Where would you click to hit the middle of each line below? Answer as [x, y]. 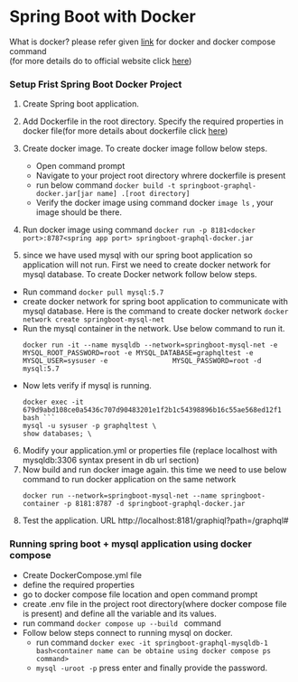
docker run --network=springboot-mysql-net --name [120, 496]
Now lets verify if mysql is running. [87, 386]
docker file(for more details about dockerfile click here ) [125, 131]
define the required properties [79, 584]
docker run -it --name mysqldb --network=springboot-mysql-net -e [150, 345]
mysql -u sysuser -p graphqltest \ [89, 426]
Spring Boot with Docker [102, 17]
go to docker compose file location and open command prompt [140, 594]
